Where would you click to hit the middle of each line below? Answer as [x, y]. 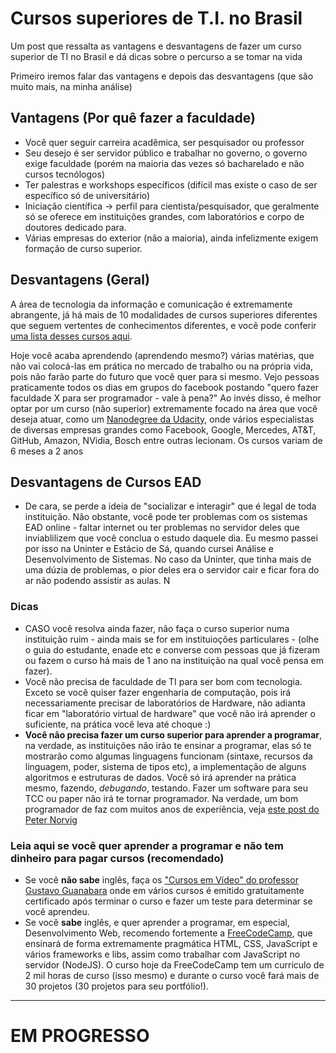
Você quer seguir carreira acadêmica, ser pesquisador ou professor [164, 142]
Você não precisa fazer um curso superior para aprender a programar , [173, 734]
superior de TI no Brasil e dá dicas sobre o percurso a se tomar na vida [156, 56]
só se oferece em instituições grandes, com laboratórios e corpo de [164, 216]
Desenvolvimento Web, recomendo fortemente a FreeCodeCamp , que [168, 933]
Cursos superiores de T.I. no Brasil [156, 18]
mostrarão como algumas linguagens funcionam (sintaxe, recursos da [168, 756]
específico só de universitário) [87, 195]
